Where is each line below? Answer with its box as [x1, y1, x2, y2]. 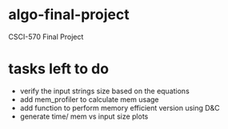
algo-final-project [8, 6, 130, 24]
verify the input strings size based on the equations [19, 86, 190, 96]
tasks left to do [8, 60, 110, 78]
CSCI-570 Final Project [8, 32, 84, 41]
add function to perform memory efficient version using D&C [19, 103, 220, 112]
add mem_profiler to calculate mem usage [19, 94, 159, 104]
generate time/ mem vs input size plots [19, 111, 149, 121]
